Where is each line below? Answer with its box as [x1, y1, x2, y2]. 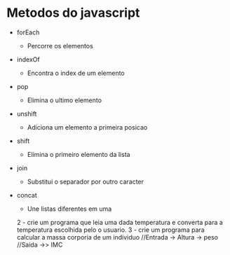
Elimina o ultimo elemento [27, 96, 102, 104]
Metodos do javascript [6, 5, 140, 21]
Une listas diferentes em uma [27, 205, 112, 213]
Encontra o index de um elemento [27, 69, 125, 77]
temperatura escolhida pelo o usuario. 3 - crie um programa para [16, 226, 205, 234]
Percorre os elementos [27, 41, 94, 50]
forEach [16, 28, 40, 36]
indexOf [16, 55, 40, 64]
